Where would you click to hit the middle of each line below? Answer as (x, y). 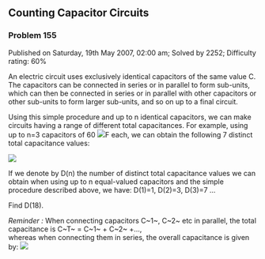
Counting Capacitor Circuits (79, 13)
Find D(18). (26, 205)
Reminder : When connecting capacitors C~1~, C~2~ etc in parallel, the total (132, 220)
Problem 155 (32, 36)
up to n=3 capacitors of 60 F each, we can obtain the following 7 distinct (131, 134)
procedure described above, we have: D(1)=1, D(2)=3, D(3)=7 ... (112, 190)
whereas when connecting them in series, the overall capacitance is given (129, 237)
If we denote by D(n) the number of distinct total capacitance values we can (132, 173)
